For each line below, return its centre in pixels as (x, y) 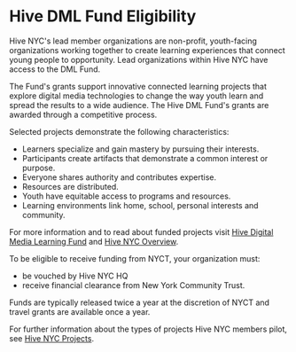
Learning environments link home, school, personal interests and (140, 205)
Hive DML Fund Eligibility (103, 16)
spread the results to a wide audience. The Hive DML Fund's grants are (139, 105)
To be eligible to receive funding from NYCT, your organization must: (135, 258)
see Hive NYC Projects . (52, 338)
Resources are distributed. (70, 186)
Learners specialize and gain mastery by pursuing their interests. (140, 149)
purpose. (39, 168)
